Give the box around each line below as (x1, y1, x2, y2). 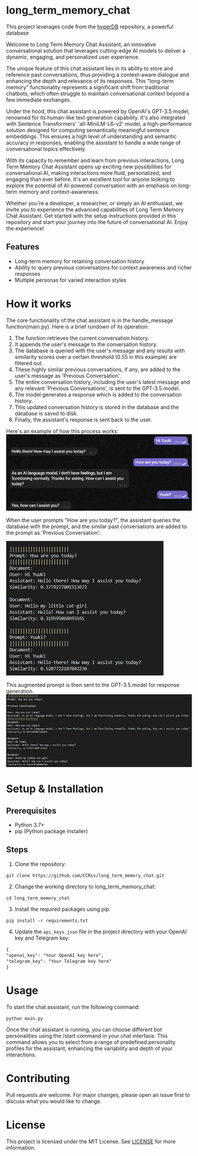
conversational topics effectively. (6, 145, 87, 152)
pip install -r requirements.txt (6, 917, 88, 924)
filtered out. (14, 359, 43, 366)
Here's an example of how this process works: (6, 427, 119, 434)
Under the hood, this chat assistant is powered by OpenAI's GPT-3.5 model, (6, 108, 190, 115)
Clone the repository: (14, 860, 67, 868)
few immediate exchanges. (6, 96, 72, 103)
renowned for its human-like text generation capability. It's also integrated (6, 113, 186, 121)
